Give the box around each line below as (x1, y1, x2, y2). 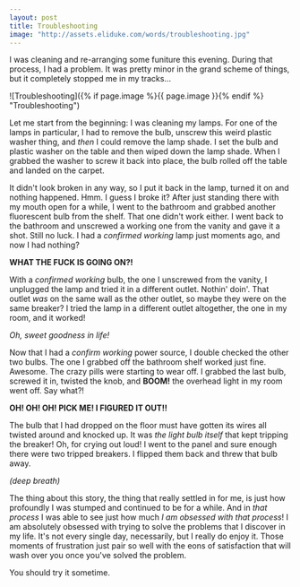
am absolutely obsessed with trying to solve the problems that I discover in (9, 522, 286, 532)
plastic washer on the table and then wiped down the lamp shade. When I (9, 146, 280, 157)
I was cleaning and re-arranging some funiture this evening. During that (9, 55, 273, 65)
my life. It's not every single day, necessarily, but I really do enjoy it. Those (9, 531, 284, 542)
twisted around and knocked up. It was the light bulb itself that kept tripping (9, 429, 288, 440)
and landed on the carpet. (9, 165, 105, 176)
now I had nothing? (9, 239, 81, 251)
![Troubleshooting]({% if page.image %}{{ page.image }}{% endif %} (9, 91, 264, 101)
